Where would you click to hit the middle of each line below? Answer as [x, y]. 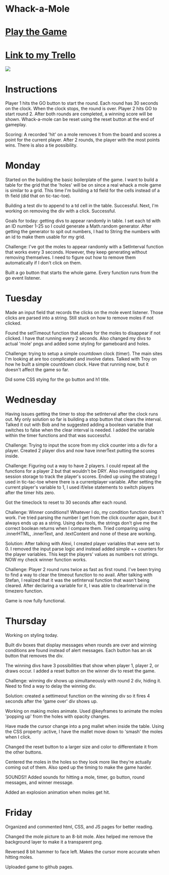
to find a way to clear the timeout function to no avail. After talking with [79, 575]
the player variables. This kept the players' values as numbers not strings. [82, 554]
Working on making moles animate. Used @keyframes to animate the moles [84, 711]
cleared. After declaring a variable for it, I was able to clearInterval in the [80, 586]
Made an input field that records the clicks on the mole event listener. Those [84, 313]
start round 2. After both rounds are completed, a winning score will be [79, 114]
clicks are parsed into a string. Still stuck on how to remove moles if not [79, 318]
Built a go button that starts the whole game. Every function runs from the [82, 273]
